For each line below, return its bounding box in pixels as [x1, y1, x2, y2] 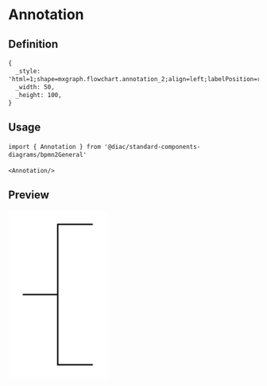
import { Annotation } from [8, 142, 102, 150]
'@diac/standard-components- [104, 142, 201, 150]
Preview [8, 189, 50, 202]
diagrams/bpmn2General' [8, 150, 87, 158]
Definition [8, 37, 58, 51]
